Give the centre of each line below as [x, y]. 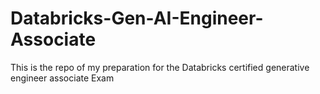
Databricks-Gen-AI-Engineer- [137, 18]
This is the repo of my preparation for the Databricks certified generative [160, 67]
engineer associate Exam [62, 78]
